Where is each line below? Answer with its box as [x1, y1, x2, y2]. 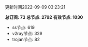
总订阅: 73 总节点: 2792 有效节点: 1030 [5, 14, 83, 20]
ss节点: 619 [12, 24, 35, 30]
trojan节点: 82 [12, 36, 40, 42]
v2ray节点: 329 [12, 31, 43, 36]
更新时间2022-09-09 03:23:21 [5, 4, 66, 10]
